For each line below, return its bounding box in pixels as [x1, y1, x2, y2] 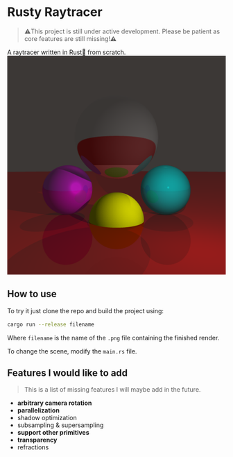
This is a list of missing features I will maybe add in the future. [24, 385, 201, 394]
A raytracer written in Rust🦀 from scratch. [7, 48, 126, 56]
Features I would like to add [7, 367, 128, 379]
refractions [17, 443, 49, 451]
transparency [17, 435, 58, 444]
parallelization [17, 406, 60, 415]
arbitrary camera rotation [17, 399, 92, 407]
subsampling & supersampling [17, 421, 104, 429]
